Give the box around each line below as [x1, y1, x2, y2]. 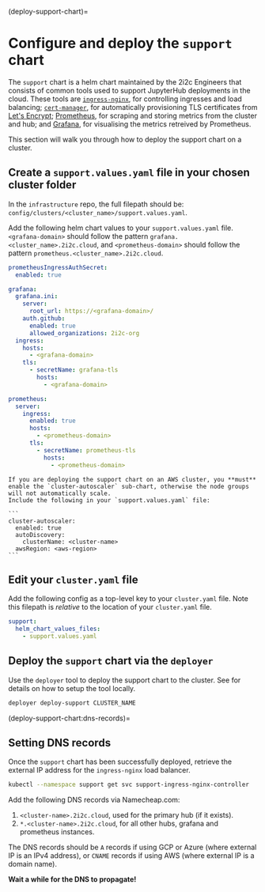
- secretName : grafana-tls [28, 366, 119, 374]
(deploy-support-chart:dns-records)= [8, 713, 131, 723]
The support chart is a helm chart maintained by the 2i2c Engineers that [8, 77, 242, 86]
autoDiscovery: [15, 531, 66, 539]
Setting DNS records [8, 736, 112, 750]
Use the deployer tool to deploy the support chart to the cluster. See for [8, 675, 241, 685]
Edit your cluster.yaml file [8, 573, 138, 586]
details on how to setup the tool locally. [8, 683, 136, 693]
